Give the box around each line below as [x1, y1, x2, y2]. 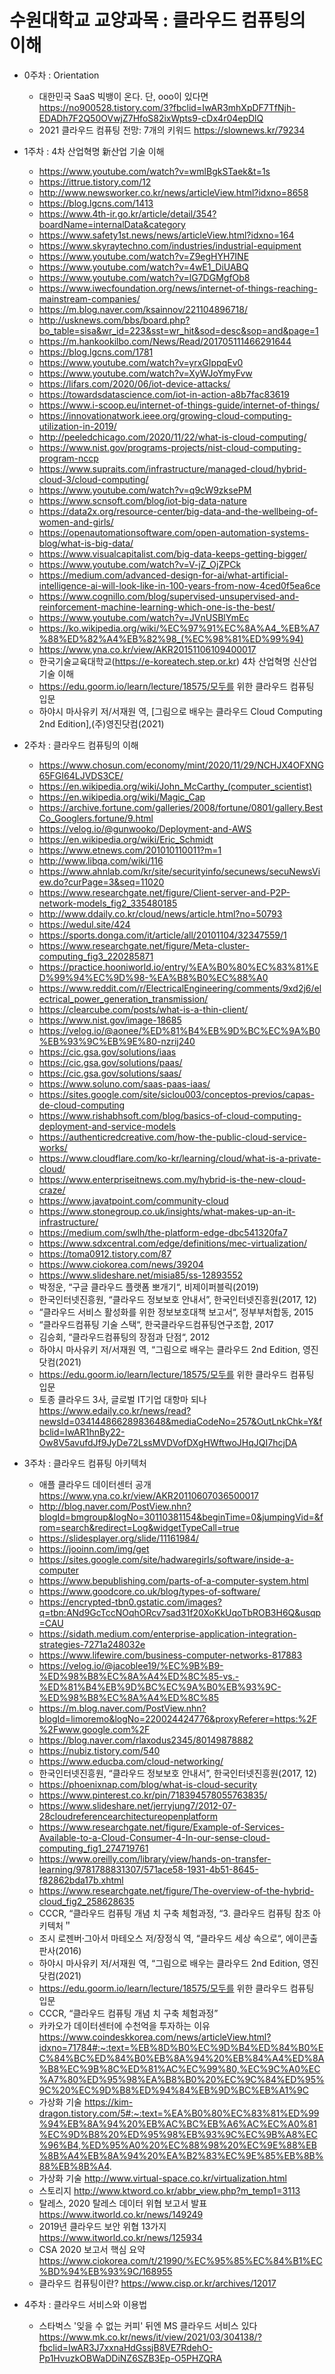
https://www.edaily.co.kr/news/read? [38, 1404, 192, 1416]
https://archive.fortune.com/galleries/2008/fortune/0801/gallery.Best [38, 801, 324, 813]
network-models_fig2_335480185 [38, 897, 178, 909]
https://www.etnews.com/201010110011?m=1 [38, 844, 222, 856]
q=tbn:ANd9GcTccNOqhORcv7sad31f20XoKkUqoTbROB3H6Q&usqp [38, 1606, 322, 1618]
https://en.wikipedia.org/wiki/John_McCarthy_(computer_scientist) [38, 780, 313, 792]
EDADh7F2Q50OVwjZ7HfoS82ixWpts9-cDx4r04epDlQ [38, 112, 264, 124]
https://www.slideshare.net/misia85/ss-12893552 [38, 1269, 244, 1281]
